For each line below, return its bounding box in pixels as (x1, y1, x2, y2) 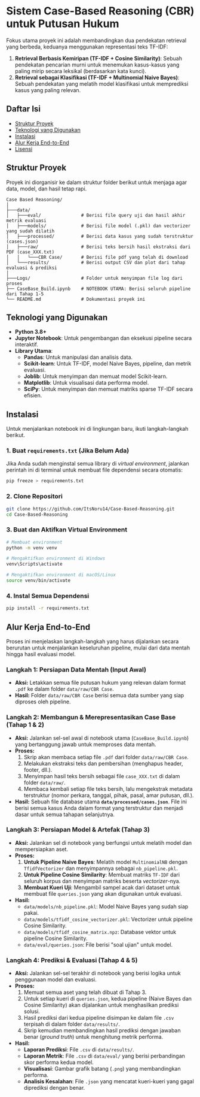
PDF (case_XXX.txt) (6, 249, 55, 255)
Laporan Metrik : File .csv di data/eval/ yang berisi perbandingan (23, 1053, 185, 1060)
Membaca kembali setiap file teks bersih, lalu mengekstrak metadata (23, 785, 193, 792)
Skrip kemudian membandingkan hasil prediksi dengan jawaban (23, 1027, 181, 1034)
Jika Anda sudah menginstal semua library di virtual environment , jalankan (6, 460, 189, 467)
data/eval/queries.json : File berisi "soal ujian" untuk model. (23, 941, 173, 948)
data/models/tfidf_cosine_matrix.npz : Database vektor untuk (23, 928, 177, 935)
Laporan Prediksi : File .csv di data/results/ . (23, 1046, 134, 1053)
